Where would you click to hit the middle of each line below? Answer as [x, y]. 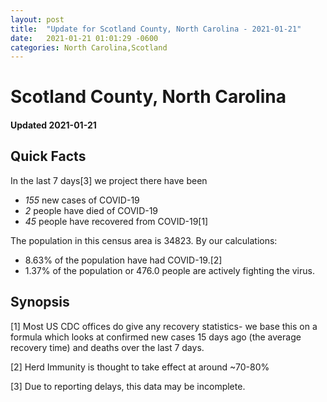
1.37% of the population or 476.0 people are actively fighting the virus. [169, 270]
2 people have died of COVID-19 [91, 210]
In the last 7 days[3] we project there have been [109, 180]
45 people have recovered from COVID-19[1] [116, 221]
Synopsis [40, 302]
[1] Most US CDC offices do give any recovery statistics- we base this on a [164, 326]
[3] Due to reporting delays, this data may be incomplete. [128, 386]
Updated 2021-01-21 [53, 125]
